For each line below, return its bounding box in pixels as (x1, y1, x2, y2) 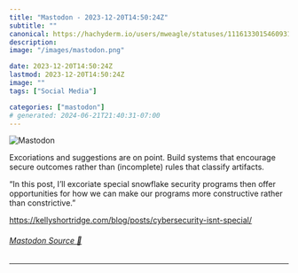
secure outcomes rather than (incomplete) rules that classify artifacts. (9, 161, 264, 173)
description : (9, 37, 58, 47)
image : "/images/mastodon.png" (9, 46, 125, 55)
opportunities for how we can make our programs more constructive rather (9, 188, 283, 199)
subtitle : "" (9, 21, 58, 30)
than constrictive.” (9, 198, 76, 208)
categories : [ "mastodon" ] (9, 103, 105, 112)
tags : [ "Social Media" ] (9, 86, 98, 96)
